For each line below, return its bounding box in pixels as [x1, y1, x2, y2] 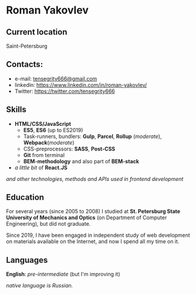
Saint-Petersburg [6, 42, 48, 49]
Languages [6, 255, 48, 265]
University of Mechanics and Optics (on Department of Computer [6, 214, 167, 221]
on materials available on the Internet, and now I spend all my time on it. [6, 238, 180, 245]
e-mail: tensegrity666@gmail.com [14, 75, 97, 82]
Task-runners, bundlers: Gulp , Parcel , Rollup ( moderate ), [23, 133, 163, 140]
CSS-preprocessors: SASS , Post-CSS [23, 145, 116, 152]
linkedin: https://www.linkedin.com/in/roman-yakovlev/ [14, 81, 147, 88]
